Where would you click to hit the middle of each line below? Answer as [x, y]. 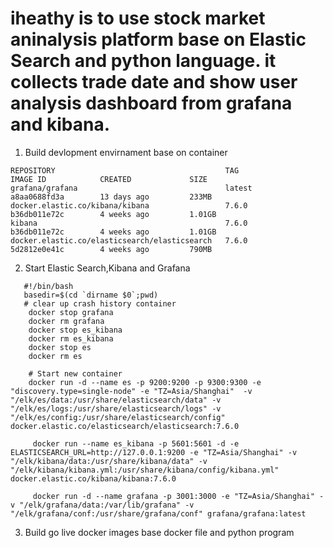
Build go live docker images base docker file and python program [159, 532]
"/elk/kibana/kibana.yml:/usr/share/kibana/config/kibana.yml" [145, 470]
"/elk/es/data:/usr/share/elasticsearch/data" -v [116, 400]
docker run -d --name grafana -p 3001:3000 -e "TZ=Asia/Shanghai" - [178, 496]
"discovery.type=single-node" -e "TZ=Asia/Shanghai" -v [131, 391]
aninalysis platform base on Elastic [158, 39]
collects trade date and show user [154, 82]
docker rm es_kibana [71, 338]
